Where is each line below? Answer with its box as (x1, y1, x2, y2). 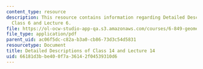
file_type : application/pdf (6, 31, 77, 37)
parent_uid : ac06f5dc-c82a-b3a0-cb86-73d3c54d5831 (6, 37, 137, 43)
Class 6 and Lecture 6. (11, 20, 71, 26)
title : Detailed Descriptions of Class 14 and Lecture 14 (6, 48, 155, 54)
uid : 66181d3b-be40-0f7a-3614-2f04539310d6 (6, 53, 118, 59)
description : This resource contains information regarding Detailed (6, 14, 185, 20)
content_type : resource (6, 8, 66, 15)
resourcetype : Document (6, 43, 66, 49)
